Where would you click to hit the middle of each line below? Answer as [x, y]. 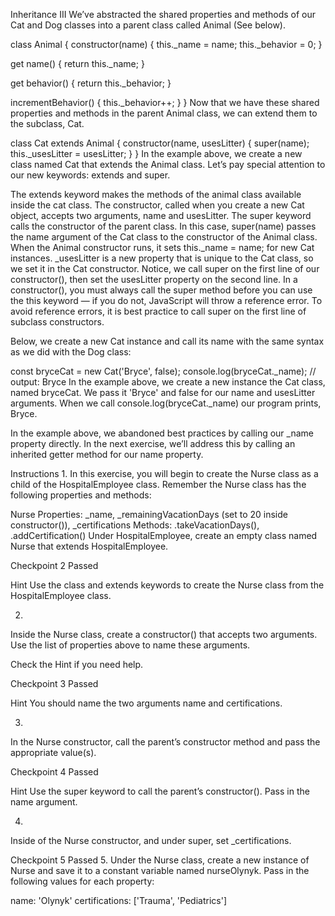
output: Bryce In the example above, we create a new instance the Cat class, [168, 382]
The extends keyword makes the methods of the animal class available [156, 194]
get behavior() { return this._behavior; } [91, 83]
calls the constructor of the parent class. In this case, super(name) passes [163, 226]
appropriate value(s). [53, 752]
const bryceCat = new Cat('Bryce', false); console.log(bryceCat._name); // [163, 371]
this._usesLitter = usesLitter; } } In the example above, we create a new [156, 153]
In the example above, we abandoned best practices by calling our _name [162, 433]
